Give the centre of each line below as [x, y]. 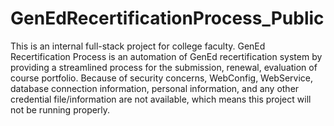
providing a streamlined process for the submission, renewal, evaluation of [164, 67]
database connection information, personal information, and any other [155, 88]
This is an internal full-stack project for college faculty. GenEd [138, 46]
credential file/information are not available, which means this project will [161, 99]
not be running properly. [60, 109]
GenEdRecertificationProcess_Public [167, 18]
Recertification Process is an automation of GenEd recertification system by [166, 56]
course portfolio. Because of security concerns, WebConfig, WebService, [162, 78]
